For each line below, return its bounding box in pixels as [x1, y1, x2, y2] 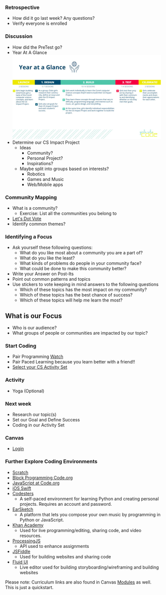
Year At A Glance [12, 49, 47, 56]
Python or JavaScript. [19, 517, 64, 523]
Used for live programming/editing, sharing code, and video [19, 527, 142, 533]
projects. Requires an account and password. [19, 501, 112, 507]
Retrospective [5, 4, 40, 11]
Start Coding [5, 343, 37, 350]
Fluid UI [12, 559, 28, 565]
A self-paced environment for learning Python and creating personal [19, 495, 159, 502]
